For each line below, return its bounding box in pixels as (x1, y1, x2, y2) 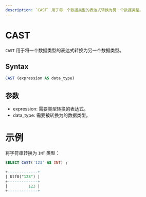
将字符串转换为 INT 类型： (5, 150, 60, 156)
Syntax (5, 62, 29, 71)
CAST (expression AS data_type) (5, 76, 75, 81)
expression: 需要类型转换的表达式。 (12, 106, 88, 112)
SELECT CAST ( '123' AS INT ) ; (5, 160, 68, 165)
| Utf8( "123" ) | (5, 174, 40, 179)
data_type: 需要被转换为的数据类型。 (12, 112, 91, 118)
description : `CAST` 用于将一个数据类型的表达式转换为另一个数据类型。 (5, 7, 143, 13)
